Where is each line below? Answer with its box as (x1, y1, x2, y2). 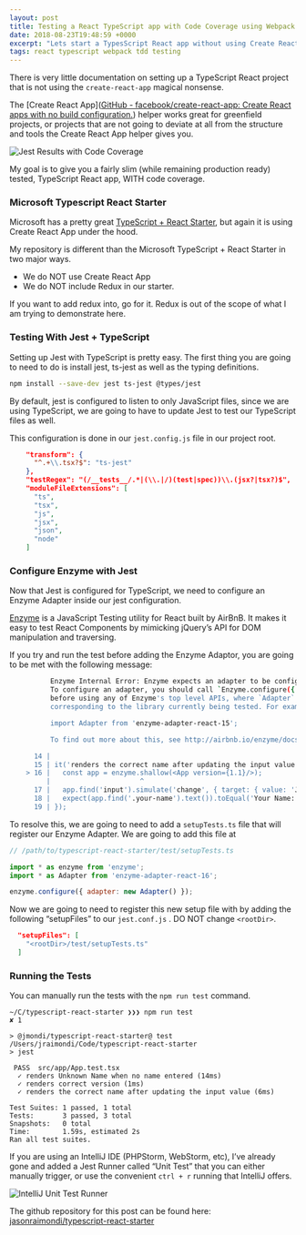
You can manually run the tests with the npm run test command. (9, 990, 251, 1001)
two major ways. (9, 254, 71, 265)
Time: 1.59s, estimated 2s (9, 1128, 141, 1137)
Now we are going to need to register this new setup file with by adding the (9, 904, 291, 915)
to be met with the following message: (9, 659, 153, 670)
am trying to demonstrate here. (9, 309, 126, 319)
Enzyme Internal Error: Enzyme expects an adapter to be (49, 677, 271, 686)
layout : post (9, 13, 59, 23)
